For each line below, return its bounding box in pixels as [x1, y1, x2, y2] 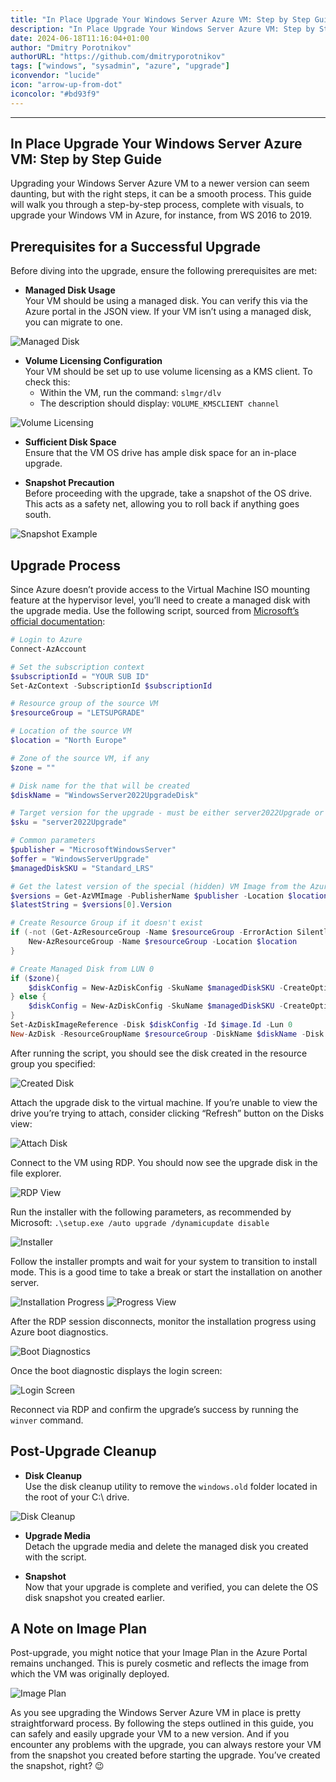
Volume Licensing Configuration [24, 355, 163, 367]
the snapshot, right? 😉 [10, 1760, 105, 1772]
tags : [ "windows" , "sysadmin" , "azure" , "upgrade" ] [10, 61, 230, 71]
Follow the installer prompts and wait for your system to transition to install [10, 1255, 318, 1267]
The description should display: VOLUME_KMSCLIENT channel [39, 397, 280, 410]
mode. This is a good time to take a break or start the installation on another [10, 1266, 323, 1278]
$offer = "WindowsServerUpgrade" [10, 854, 150, 864]
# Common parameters [10, 836, 97, 846]
